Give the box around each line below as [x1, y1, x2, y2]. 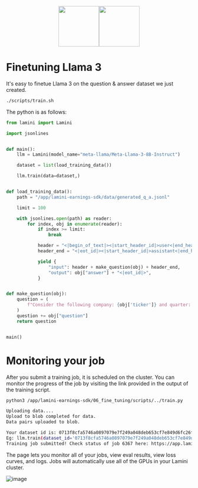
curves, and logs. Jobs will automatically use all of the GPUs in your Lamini [6, 457, 188, 464]
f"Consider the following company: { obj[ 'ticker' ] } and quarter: [27, 302, 192, 308]
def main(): [6, 146, 35, 152]
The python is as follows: [6, 108, 67, 116]
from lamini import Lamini [6, 120, 72, 126]
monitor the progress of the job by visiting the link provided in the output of [6, 380, 189, 387]
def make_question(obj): [6, 291, 67, 297]
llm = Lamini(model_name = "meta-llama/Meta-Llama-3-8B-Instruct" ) [16, 151, 181, 158]
